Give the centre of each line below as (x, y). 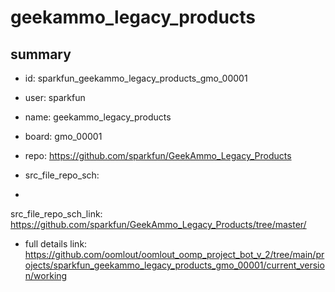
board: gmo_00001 (63, 136)
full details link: (56, 244)
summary (41, 54)
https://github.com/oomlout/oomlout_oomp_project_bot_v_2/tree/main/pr (174, 254)
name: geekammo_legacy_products (98, 117)
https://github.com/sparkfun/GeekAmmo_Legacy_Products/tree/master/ (158, 224)
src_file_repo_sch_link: (56, 214)
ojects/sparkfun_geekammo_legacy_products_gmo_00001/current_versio (174, 265)
